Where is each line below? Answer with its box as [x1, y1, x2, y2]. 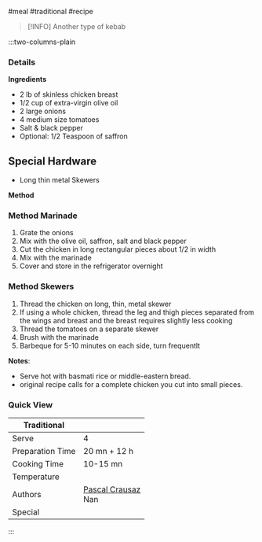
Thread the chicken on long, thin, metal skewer [19, 299, 172, 308]
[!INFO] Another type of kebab [27, 22, 126, 31]
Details [8, 57, 36, 68]
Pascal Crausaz [83, 484, 141, 495]
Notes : [8, 356, 31, 365]
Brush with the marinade [19, 332, 100, 341]
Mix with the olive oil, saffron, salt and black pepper [19, 236, 187, 246]
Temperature [12, 471, 60, 482]
